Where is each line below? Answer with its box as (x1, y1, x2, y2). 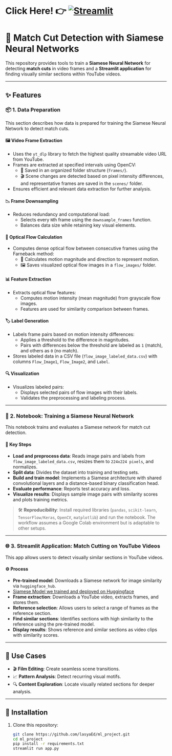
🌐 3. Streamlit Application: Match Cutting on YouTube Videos (5, 542, 160, 550)
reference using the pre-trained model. (12, 621, 95, 628)
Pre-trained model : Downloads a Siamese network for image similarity (12, 577, 162, 584)
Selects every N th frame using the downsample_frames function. (20, 217, 152, 223)
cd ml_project (12, 736, 43, 742)
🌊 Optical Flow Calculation (5, 234, 62, 240)
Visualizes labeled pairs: (12, 384, 64, 390)
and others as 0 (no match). (20, 347, 79, 353)
